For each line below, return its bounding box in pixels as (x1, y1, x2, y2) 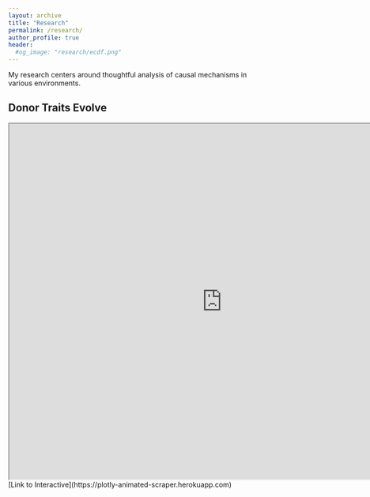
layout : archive (8, 11, 62, 20)
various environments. (8, 78, 81, 88)
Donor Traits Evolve (8, 101, 108, 115)
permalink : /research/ (8, 26, 83, 34)
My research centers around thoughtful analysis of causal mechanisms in (8, 70, 247, 79)
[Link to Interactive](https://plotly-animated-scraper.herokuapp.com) (8, 480, 232, 489)
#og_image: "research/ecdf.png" (15, 48, 123, 56)
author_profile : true (8, 33, 80, 42)
